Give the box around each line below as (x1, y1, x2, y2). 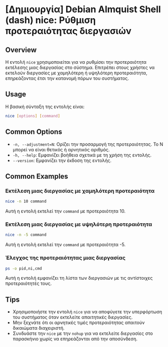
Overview (5, 45, 37, 54)
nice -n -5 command (5, 232, 47, 237)
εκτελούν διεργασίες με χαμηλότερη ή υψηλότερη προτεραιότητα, (5, 70, 148, 76)
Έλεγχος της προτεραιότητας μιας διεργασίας (5, 254, 126, 261)
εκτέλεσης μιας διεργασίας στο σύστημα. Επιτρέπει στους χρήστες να (5, 65, 155, 70)
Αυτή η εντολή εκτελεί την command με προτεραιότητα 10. (5, 208, 126, 215)
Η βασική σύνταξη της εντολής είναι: (5, 103, 85, 110)
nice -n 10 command (5, 199, 47, 204)
